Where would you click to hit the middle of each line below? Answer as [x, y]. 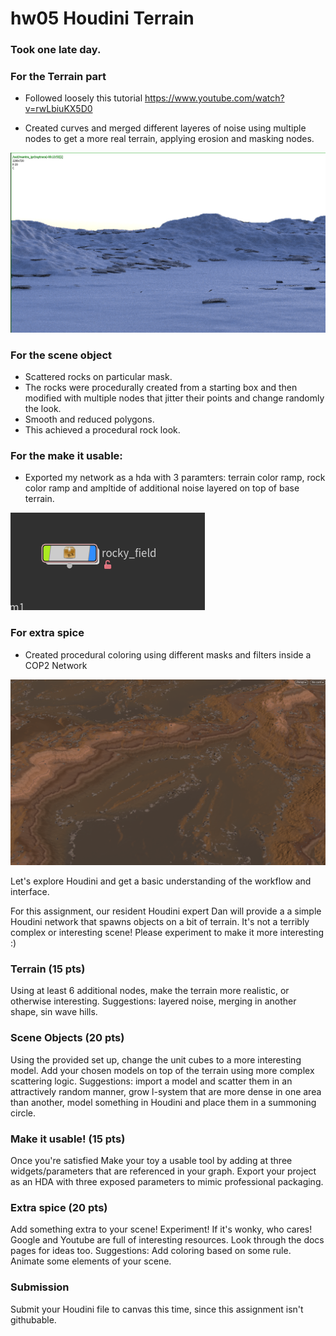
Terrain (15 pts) [48, 969]
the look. [43, 409]
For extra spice [47, 633]
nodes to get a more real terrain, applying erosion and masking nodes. [169, 139]
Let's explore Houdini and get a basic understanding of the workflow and [161, 881]
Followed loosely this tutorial [83, 98]
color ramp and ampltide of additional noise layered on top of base [162, 488]
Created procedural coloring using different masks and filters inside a [168, 654]
